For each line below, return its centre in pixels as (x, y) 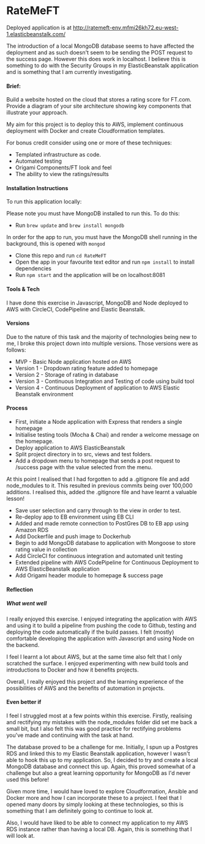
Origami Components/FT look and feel (63, 168)
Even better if (24, 702)
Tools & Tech (23, 289)
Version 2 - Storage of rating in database (67, 374)
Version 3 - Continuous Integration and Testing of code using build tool (105, 381)
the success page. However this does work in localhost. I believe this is (96, 59)
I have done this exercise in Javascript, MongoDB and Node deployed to (97, 303)
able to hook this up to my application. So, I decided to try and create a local (102, 760)
